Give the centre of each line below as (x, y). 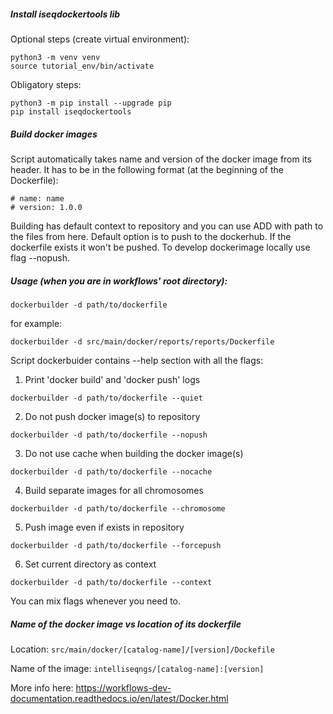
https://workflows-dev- (123, 687)
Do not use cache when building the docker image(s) (134, 453)
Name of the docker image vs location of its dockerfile (126, 624)
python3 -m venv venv (55, 57)
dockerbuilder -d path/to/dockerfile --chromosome (118, 508)
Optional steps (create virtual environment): (100, 39)
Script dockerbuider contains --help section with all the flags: (137, 360)
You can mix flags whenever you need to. (96, 601)
